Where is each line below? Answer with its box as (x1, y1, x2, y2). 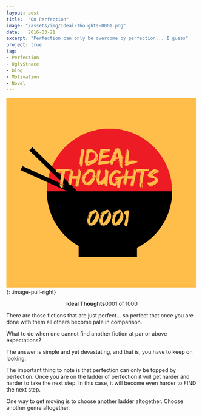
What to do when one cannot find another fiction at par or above (6, 330, 167, 337)
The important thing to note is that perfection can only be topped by (6, 367, 177, 374)
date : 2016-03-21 (6, 29, 56, 35)
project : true (6, 42, 42, 48)
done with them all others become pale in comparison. (6, 319, 143, 326)
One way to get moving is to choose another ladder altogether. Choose (6, 398, 184, 405)
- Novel (6, 80, 26, 86)
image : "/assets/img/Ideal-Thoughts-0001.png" (6, 22, 126, 29)
